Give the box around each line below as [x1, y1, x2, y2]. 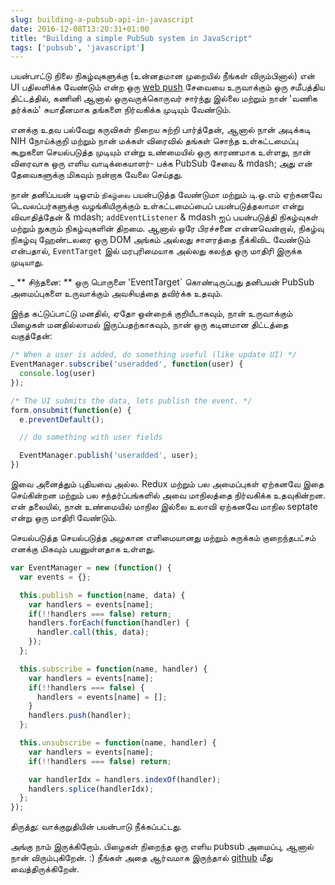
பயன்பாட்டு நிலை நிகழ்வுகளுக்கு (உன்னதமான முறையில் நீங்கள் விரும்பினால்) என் [10, 70, 316, 82]
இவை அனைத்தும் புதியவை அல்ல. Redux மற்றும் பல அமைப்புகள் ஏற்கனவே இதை [10, 478, 325, 490]
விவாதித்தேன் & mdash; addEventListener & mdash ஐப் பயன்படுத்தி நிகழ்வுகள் [10, 211, 319, 223]
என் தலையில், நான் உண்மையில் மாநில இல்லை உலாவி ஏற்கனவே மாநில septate [10, 501, 318, 512]
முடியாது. [10, 256, 44, 268]
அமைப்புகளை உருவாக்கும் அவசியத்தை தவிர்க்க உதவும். [10, 287, 223, 300]
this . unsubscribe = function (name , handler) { [19, 738, 217, 748]
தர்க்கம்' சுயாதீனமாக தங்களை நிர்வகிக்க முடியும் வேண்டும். [10, 104, 232, 116]
